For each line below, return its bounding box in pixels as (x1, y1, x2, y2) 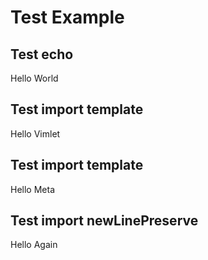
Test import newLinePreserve (10, 212, 199, 230)
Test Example (10, 6, 125, 29)
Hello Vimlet (10, 127, 61, 140)
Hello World (10, 72, 59, 84)
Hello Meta (10, 183, 55, 195)
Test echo (10, 46, 74, 63)
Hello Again (10, 239, 58, 251)
